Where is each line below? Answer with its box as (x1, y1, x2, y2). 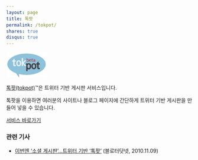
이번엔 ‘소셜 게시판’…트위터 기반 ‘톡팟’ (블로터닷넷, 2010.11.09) (14, 148, 158, 155)
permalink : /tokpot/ (6, 22, 57, 28)
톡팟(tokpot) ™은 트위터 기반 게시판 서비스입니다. (6, 84, 117, 92)
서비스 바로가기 (6, 117, 41, 124)
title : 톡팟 (6, 15, 34, 22)
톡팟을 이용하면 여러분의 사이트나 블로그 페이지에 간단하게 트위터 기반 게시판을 (6, 97, 186, 104)
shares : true (6, 28, 38, 34)
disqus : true (6, 34, 38, 41)
